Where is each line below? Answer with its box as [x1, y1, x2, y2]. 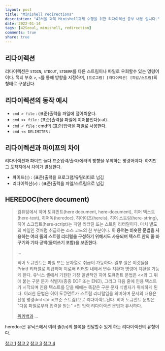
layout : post [5, 7, 32, 12]
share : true [5, 35, 30, 40]
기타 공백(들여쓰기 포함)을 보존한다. [30, 240, 98, 246]
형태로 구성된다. [5, 80, 36, 86]
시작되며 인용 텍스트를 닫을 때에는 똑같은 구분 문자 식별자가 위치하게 [22, 284, 153, 290]
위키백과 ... [17, 314, 38, 319]
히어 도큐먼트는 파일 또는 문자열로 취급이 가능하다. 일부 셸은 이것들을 [17, 260, 149, 266]
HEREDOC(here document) [5, 195, 90, 204]
